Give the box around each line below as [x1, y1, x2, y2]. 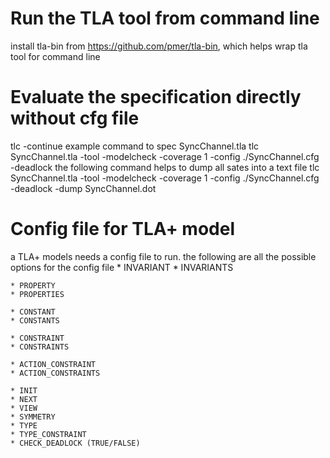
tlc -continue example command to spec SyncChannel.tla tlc [10, 140, 260, 152]
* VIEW [10, 403, 38, 413]
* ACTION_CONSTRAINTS [10, 368, 101, 378]
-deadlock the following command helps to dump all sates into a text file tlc [10, 161, 320, 173]
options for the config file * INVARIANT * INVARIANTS [10, 261, 234, 273]
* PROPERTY [10, 280, 56, 291]
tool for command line [10, 50, 101, 62]
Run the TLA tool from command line [10, 7, 320, 30]
